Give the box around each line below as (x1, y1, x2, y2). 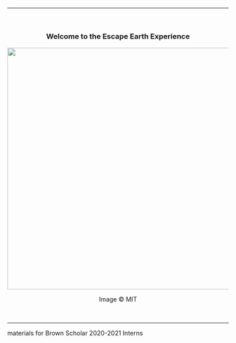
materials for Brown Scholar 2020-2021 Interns (7, 329, 143, 337)
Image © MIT (98, 295, 138, 304)
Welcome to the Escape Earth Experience (46, 31, 190, 41)
